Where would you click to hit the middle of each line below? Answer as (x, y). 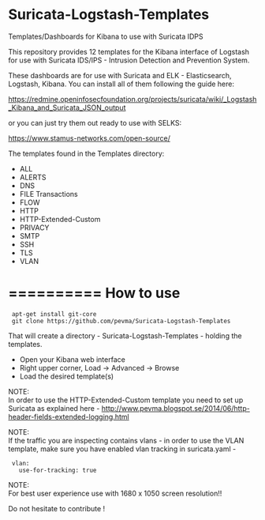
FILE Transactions (49, 194)
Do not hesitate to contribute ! (57, 508)
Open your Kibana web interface (73, 359)
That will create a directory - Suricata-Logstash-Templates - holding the (125, 335)
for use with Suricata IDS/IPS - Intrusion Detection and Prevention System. (129, 60)
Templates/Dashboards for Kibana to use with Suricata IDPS (106, 36)
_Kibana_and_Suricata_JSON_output (67, 107)
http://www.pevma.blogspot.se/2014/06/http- (175, 408)
